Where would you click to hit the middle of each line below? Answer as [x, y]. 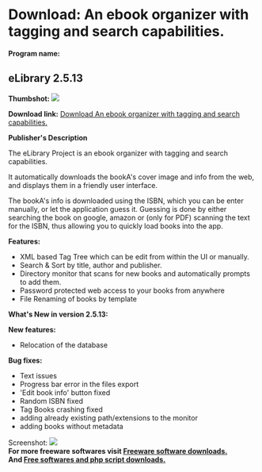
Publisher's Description [48, 137]
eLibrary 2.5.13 [46, 78]
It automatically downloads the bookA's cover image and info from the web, [131, 177]
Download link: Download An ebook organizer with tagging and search [124, 113]
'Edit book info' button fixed [65, 392]
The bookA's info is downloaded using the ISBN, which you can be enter [126, 201]
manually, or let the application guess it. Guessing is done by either [118, 209]
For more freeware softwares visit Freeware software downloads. [118, 451]
